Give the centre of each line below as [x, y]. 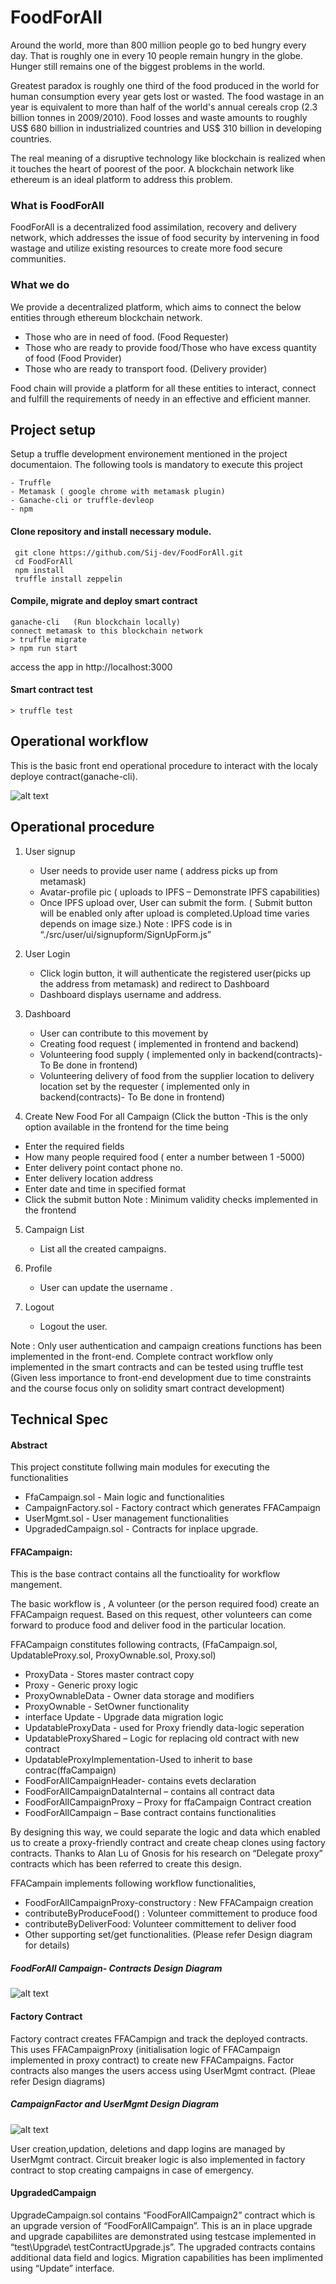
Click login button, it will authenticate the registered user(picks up [175, 973]
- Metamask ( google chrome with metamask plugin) [118, 492]
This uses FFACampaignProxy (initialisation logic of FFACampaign [145, 2049]
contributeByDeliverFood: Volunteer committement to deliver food [160, 1924]
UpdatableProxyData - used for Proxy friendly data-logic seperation [164, 1728]
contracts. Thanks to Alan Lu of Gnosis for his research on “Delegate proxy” [166, 1853]
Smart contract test [51, 690]
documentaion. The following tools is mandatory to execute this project [156, 465]
